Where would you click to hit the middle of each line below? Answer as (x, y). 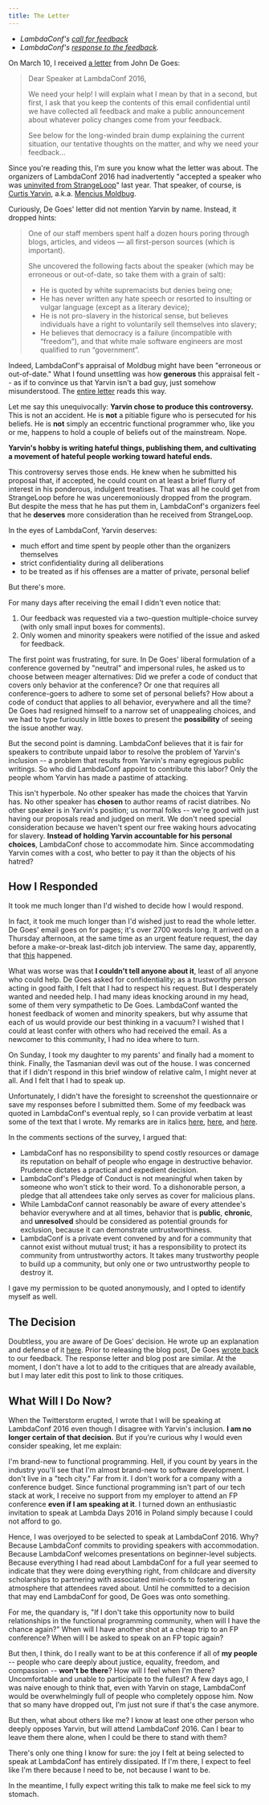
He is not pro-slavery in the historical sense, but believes (134, 315)
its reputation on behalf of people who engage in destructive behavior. (136, 1162)
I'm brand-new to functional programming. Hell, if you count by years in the (133, 1462)
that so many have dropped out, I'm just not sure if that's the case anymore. (134, 1704)
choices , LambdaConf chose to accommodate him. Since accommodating (131, 844)
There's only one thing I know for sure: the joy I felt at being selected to (126, 1753)
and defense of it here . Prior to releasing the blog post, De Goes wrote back (134, 1350)
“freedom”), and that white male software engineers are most (141, 341)
